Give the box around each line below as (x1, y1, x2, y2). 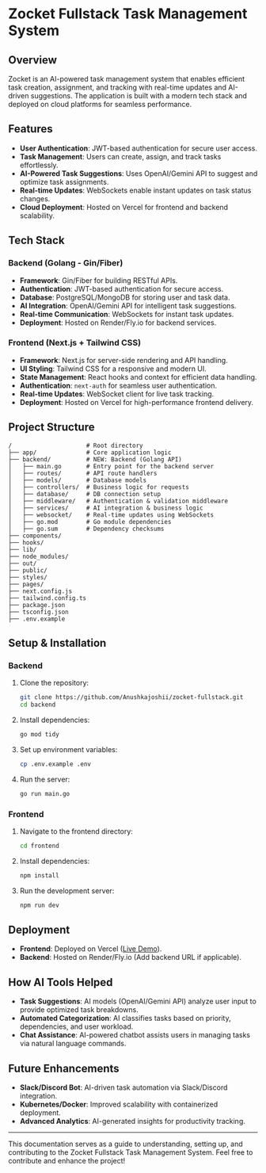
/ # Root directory (8, 441, 144, 449)
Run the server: (19, 774, 70, 784)
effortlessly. (19, 160, 59, 170)
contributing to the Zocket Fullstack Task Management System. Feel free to (8, 1148, 253, 1157)
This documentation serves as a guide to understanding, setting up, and (8, 1139, 243, 1149)
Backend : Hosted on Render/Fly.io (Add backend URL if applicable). (19, 953, 241, 962)
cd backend (19, 701, 56, 709)
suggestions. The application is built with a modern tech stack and (30, 91, 248, 100)
